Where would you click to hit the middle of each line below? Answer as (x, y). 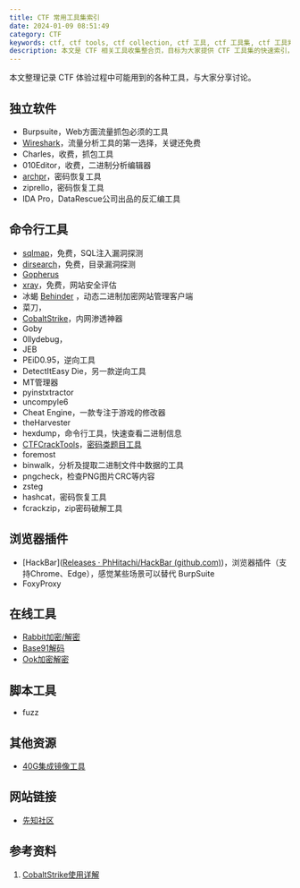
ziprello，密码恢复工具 (63, 187)
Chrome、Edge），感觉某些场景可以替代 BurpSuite (122, 573)
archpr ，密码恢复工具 (62, 176)
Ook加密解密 (46, 660)
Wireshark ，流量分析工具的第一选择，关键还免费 (111, 142)
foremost (39, 454)
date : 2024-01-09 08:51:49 (59, 26)
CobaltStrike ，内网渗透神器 (72, 318)
